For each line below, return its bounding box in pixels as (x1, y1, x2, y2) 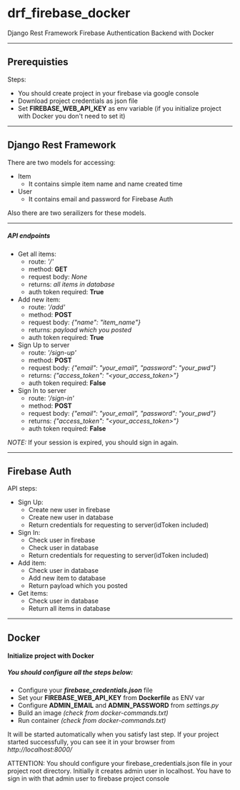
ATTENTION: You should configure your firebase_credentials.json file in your (7, 759, 233, 768)
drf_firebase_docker (7, 5, 131, 21)
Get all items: (17, 249, 57, 258)
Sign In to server (17, 386, 66, 394)
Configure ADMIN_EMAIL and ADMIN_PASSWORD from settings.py (17, 701, 219, 710)
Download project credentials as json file (17, 96, 138, 105)
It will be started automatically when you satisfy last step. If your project (7, 730, 219, 739)
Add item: (17, 559, 46, 567)
